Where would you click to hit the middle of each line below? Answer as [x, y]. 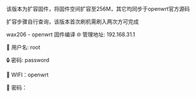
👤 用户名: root [23, 47]
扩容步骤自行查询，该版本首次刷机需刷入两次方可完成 [73, 22]
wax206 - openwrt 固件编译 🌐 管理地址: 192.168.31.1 [71, 34]
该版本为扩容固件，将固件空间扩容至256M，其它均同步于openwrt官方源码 [98, 9]
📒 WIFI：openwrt [28, 75]
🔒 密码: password [28, 60]
